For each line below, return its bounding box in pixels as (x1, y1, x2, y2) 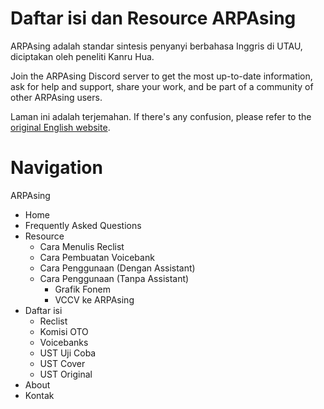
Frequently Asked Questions (24, 219, 142, 231)
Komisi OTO (39, 325, 89, 337)
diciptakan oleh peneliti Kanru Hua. (10, 50, 155, 62)
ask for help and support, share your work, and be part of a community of (10, 80, 314, 92)
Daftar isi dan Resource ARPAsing (10, 7, 297, 30)
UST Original (39, 368, 93, 380)
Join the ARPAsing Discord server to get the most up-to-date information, (10, 70, 313, 82)
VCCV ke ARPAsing (54, 293, 135, 306)
